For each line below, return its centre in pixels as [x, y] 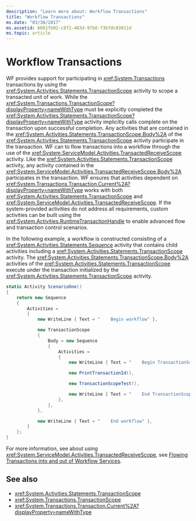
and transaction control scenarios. [47, 227]
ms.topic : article [28, 33]
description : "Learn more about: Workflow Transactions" [77, 11]
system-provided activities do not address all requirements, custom [87, 209]
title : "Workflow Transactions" [45, 17]
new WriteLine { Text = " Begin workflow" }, [97, 319]
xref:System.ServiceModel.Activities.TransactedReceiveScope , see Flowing [97, 455]
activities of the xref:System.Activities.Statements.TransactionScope [88, 264]
